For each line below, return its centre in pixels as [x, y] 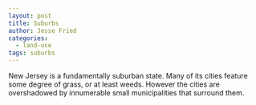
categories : [28, 38]
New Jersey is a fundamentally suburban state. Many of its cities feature [128, 76]
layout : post [30, 16]
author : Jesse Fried [43, 30]
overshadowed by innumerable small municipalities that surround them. [126, 93]
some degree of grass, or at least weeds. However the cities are [114, 84]
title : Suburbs [34, 23]
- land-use [34, 46]
